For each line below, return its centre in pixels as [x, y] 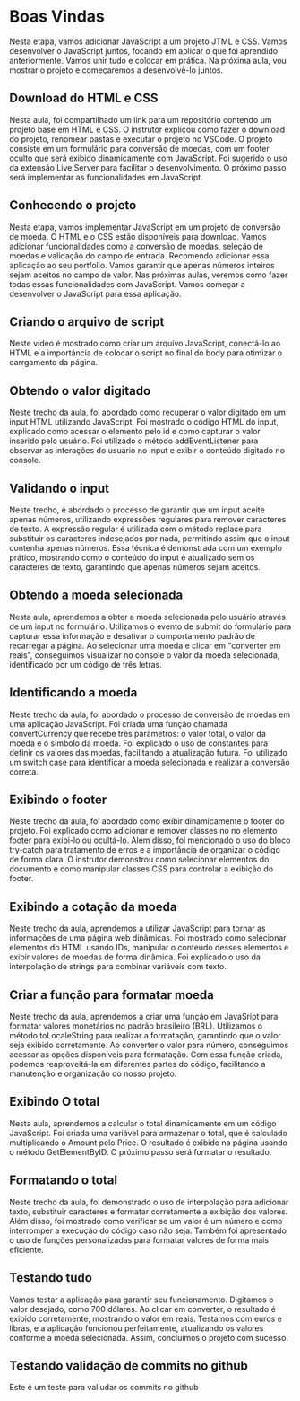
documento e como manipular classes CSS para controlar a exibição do [141, 869]
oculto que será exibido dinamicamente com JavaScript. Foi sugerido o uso [149, 158]
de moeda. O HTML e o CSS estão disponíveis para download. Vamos [138, 236]
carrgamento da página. [54, 363]
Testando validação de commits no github [129, 1366]
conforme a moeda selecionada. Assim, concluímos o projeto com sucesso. [149, 1337]
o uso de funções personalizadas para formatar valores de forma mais [139, 1239]
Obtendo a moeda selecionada [96, 595]
